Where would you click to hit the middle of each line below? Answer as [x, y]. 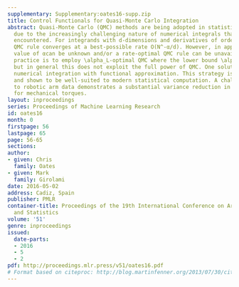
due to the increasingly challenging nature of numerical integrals [117, 34]
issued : [19, 232]
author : [19, 153]
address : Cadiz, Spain [41, 193]
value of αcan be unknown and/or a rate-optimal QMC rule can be [113, 54]
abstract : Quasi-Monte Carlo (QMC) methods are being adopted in [106, 27]
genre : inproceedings [39, 226]
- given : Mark [28, 173]
